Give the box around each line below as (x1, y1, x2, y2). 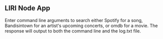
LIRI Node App (5, 4, 51, 12)
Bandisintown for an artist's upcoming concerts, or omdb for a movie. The (5, 22, 158, 28)
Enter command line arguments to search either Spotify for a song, (5, 17, 143, 23)
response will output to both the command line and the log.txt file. (5, 27, 141, 34)
